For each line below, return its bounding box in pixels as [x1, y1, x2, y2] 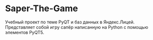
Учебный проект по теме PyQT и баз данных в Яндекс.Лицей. [5, 19, 135, 25]
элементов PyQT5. [5, 29, 44, 35]
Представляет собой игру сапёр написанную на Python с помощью [5, 24, 149, 30]
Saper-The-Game [5, 3, 78, 14]
